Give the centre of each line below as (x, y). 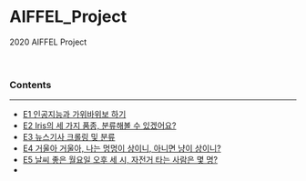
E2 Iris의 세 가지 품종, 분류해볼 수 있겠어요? (99, 126)
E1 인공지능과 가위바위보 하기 (74, 115)
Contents (31, 85)
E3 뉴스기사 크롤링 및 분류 (69, 137)
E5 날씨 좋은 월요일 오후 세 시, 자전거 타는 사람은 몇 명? (120, 160)
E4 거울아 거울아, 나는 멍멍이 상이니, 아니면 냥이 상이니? (122, 148)
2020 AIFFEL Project (48, 42)
